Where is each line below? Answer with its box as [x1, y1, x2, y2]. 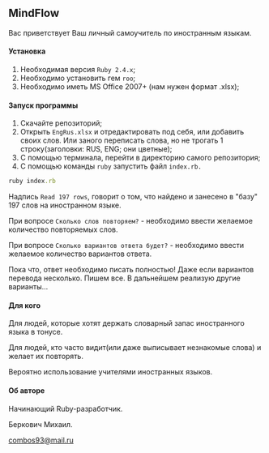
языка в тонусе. [8, 327, 63, 337]
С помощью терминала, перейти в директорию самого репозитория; [19, 153, 261, 163]
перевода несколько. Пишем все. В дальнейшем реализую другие [8, 273, 241, 283]
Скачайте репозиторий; [19, 118, 103, 128]
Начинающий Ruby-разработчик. [8, 404, 123, 413]
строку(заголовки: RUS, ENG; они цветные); [19, 144, 173, 154]
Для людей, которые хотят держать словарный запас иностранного [8, 318, 245, 328]
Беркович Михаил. [8, 419, 73, 429]
